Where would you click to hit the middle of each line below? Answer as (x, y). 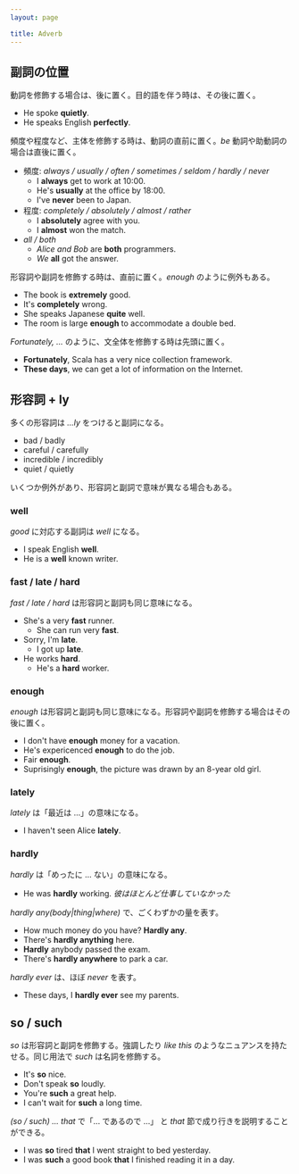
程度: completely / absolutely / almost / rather (107, 211)
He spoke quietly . (56, 113)
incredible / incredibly (63, 460)
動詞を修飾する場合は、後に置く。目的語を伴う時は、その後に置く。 (135, 96)
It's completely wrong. (65, 304)
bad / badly (44, 441)
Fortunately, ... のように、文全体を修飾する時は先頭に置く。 (120, 342)
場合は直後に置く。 (46, 152)
